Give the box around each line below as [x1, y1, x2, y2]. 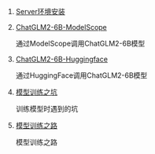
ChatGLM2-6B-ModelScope [15, 23, 108, 31]
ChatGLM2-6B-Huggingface [15, 54, 109, 64]
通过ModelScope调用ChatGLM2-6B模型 [15, 38, 146, 48]
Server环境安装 [15, 7, 65, 16]
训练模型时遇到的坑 [15, 104, 79, 113]
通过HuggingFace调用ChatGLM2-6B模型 [15, 71, 148, 80]
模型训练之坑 [15, 87, 57, 97]
